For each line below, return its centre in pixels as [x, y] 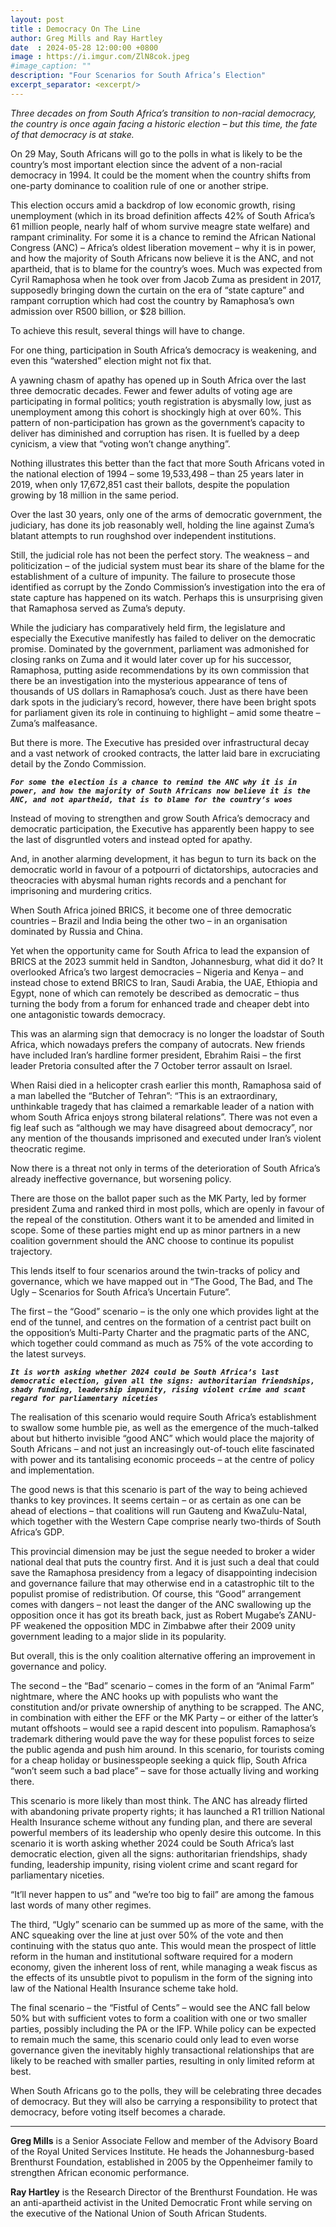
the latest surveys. [48, 1353]
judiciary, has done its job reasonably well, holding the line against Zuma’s [162, 525]
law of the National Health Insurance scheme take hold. [124, 1988]
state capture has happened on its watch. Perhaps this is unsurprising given [167, 597]
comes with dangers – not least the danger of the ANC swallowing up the [161, 1604]
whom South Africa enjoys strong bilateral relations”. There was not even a [164, 1117]
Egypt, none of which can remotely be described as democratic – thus [155, 993]
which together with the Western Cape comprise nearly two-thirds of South [166, 1521]
